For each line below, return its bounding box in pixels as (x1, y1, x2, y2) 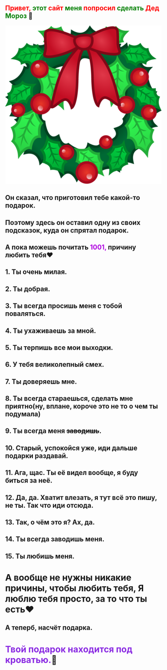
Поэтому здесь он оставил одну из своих (5, 218, 141, 226)
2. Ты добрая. (5, 284, 51, 293)
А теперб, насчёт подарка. (5, 624, 93, 632)
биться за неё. (5, 476, 53, 485)
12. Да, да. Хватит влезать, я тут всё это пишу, (5, 493, 158, 502)
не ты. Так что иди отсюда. (5, 501, 93, 509)
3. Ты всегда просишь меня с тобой (5, 302, 123, 310)
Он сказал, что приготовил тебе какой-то (5, 194, 140, 202)
